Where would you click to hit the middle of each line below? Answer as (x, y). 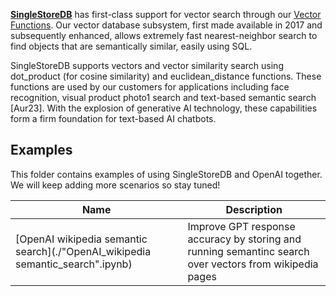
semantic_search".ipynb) (74, 264)
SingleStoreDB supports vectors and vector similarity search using (147, 65)
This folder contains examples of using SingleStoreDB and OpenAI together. (166, 174)
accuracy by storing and (244, 239)
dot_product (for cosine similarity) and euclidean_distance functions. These (166, 76)
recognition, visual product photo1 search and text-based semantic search (163, 97)
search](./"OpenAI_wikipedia (83, 251)
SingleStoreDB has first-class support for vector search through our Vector (166, 14)
